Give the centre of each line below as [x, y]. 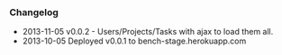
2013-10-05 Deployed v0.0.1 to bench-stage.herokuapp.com [134, 41]
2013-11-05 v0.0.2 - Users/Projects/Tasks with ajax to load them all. [148, 32]
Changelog [34, 12]
